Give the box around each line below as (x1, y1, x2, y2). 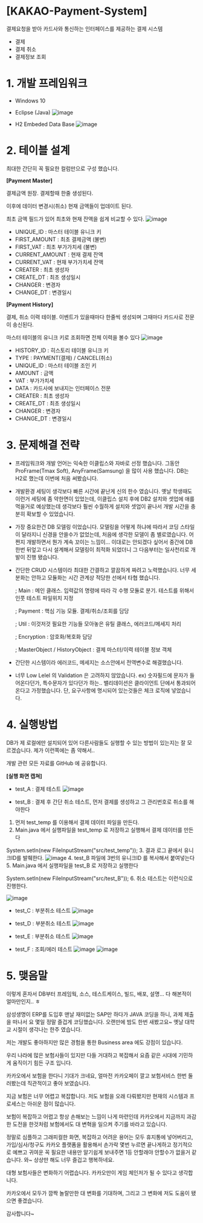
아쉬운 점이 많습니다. (27, 1100, 76, 1107)
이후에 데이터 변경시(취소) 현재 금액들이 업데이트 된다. (6, 202, 133, 210)
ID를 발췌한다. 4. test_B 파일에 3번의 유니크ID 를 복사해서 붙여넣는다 (11, 854, 195, 861)
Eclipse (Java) (14, 108, 51, 116)
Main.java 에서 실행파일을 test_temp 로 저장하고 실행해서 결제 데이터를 (14, 826, 182, 833)
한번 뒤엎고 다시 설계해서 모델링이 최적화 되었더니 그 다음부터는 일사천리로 (14, 545, 190, 553)
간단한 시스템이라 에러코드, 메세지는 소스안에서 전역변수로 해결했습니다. (14, 659, 183, 666)
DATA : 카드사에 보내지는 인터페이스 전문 (14, 384, 111, 392)
